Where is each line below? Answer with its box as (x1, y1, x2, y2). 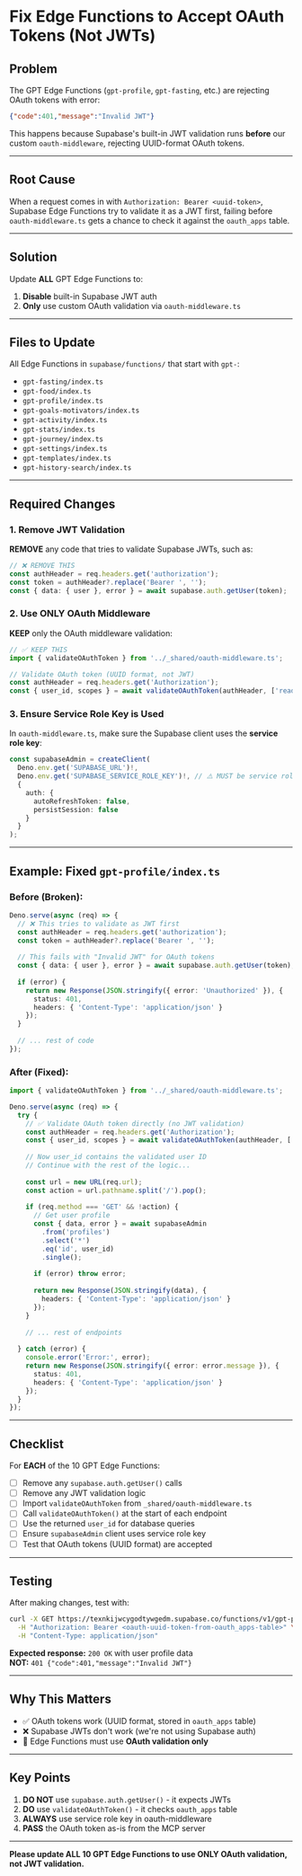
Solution (9, 250, 58, 265)
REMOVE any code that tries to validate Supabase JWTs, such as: (9, 544, 253, 554)
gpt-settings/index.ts (22, 445, 108, 454)
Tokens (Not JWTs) (9, 25, 155, 46)
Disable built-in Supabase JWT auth (22, 290, 157, 302)
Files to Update (9, 334, 96, 350)
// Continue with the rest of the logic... (25, 1161, 191, 1170)
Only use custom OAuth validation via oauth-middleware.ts (22, 300, 241, 311)
